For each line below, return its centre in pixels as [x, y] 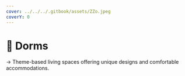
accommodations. [28, 68]
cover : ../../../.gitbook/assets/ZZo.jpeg [58, 11]
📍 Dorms [27, 46]
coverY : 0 [18, 17]
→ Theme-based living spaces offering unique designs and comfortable [92, 62]
